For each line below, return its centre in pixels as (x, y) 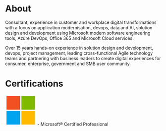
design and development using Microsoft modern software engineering (78, 33)
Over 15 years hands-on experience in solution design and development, (79, 48)
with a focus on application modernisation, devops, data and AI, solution (79, 27)
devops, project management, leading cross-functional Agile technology (79, 53)
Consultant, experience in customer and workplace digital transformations (81, 22)
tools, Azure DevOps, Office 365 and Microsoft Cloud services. (69, 38)
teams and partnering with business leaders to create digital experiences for (83, 58)
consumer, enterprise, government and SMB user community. (68, 64)
